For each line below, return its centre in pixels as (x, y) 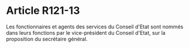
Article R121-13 (43, 11)
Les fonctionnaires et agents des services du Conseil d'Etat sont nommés (95, 27)
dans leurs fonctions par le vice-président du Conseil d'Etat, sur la (86, 32)
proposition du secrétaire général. (47, 39)
